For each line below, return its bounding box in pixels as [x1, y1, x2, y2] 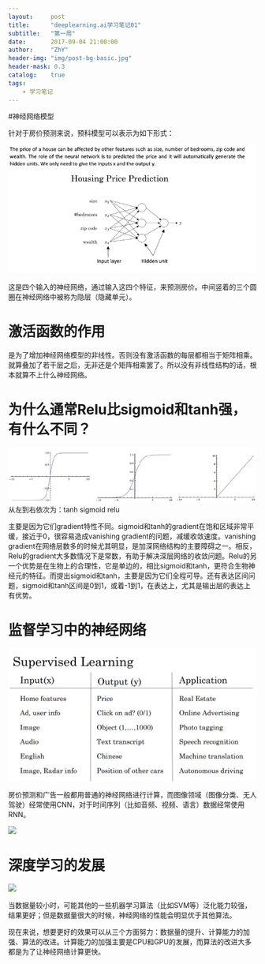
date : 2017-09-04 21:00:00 [8, 38, 118, 46]
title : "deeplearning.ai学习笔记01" [8, 21, 142, 29]
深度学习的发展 [8, 857, 106, 875]
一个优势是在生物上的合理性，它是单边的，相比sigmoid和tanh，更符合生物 [8, 561, 249, 571]
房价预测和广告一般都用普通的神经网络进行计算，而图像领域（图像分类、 [8, 790, 243, 799]
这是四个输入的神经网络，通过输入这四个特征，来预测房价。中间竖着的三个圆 [8, 282, 257, 291]
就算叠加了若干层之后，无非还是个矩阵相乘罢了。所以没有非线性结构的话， [8, 360, 250, 369]
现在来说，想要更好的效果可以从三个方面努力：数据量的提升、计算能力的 [8, 927, 243, 936]
